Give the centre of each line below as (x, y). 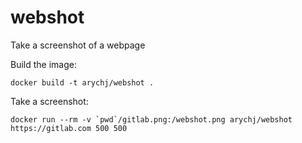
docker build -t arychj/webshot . (82, 82)
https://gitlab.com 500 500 (69, 128)
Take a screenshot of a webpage (78, 45)
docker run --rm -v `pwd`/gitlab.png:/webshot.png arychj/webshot (151, 119)
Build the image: (43, 64)
